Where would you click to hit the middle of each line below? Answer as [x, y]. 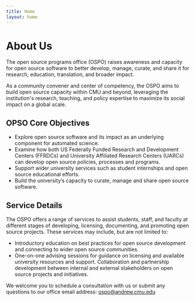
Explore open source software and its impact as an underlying [89, 137]
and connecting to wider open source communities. [76, 249]
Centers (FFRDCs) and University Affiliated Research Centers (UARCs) [99, 156]
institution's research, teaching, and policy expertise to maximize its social [95, 98]
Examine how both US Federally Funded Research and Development [97, 149]
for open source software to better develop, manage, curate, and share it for [98, 69]
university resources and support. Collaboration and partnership [92, 262]
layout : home [22, 17]
